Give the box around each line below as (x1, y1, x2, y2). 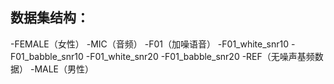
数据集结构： (10, 9, 90, 27)
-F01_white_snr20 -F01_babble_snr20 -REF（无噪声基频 (85, 50, 315, 62)
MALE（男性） (34, 63, 95, 75)
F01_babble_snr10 (10, 50, 84, 62)
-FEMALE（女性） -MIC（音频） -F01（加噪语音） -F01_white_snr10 (10, 38, 290, 50)
